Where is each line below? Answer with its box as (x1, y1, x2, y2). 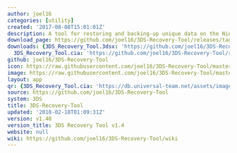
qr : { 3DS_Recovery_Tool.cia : (7, 82, 93, 90)
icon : (7, 63, 23, 70)
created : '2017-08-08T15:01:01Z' (7, 23, 106, 30)
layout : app (7, 75, 42, 83)
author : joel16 (7, 10, 52, 18)
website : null (7, 128, 49, 135)
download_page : (7, 37, 52, 44)
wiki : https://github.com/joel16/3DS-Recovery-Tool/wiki (7, 135, 178, 142)
